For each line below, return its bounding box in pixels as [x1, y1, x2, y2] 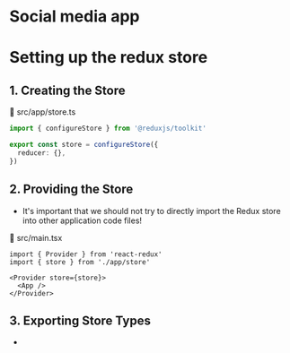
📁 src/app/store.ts [9, 107, 76, 117]
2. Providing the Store [9, 182, 134, 197]
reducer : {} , [17, 148, 66, 158]
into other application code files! [22, 215, 142, 226]
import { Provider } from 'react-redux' [9, 249, 163, 259]
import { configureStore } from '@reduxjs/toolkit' [9, 124, 207, 133]
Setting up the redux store [9, 47, 208, 68]
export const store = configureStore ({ [9, 141, 159, 150]
